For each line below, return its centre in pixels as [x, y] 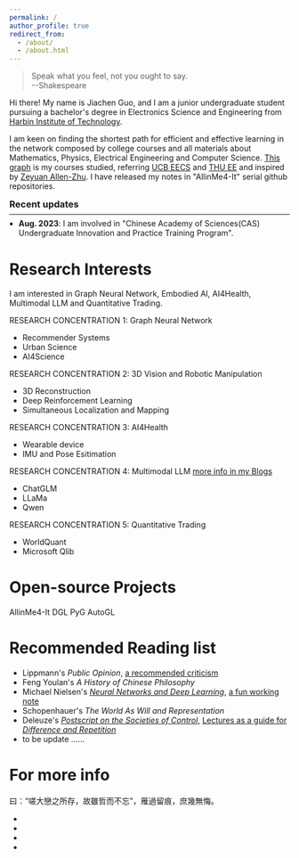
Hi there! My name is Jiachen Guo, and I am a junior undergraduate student [147, 102]
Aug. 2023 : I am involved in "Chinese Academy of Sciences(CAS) [139, 224]
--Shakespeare [59, 86]
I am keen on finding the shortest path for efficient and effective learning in [147, 139]
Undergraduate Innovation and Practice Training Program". [126, 233]
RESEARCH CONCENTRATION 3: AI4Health [89, 428]
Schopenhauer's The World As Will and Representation [123, 711]
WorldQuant [44, 542]
